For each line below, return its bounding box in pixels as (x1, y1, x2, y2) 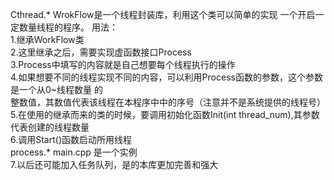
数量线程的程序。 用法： (18, 21, 118, 33)
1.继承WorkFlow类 (10, 34, 85, 45)
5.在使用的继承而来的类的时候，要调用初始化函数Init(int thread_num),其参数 (10, 109, 320, 120)
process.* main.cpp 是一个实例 (10, 146, 138, 158)
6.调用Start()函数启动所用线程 (10, 134, 133, 145)
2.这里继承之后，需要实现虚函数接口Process (10, 46, 192, 58)
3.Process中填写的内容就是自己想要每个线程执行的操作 (10, 59, 236, 70)
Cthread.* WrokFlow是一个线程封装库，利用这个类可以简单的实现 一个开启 (10, 9, 316, 20)
